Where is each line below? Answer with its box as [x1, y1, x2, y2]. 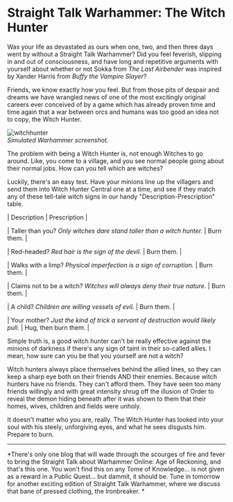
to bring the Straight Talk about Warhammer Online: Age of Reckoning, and [7, 457, 221, 466]
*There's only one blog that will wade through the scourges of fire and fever [7, 450, 225, 458]
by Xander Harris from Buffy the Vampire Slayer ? [7, 72, 147, 81]
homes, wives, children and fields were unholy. [7, 401, 141, 410]
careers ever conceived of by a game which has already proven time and [7, 100, 216, 108]
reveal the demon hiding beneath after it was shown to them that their [7, 394, 207, 403]
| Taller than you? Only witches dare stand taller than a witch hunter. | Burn [7, 226, 222, 235]
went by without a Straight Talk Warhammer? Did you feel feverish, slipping [7, 50, 222, 58]
